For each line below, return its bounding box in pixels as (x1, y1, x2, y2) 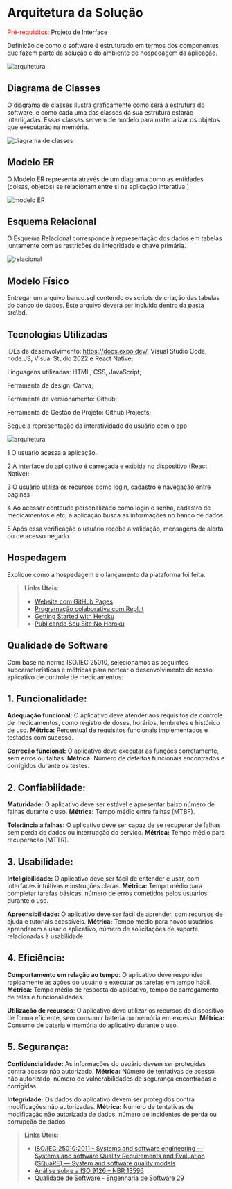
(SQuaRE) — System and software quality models (34, 1158, 176, 1167)
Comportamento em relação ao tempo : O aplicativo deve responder (7, 970, 203, 979)
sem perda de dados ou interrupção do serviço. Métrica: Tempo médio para (7, 829, 225, 837)
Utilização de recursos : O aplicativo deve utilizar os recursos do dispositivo (7, 1006, 224, 1015)
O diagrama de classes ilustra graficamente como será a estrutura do (7, 101, 206, 109)
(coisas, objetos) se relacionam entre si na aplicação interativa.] (7, 182, 189, 190)
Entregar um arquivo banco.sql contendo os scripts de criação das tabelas (7, 294, 220, 302)
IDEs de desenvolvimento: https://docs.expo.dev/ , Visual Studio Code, (7, 347, 207, 355)
